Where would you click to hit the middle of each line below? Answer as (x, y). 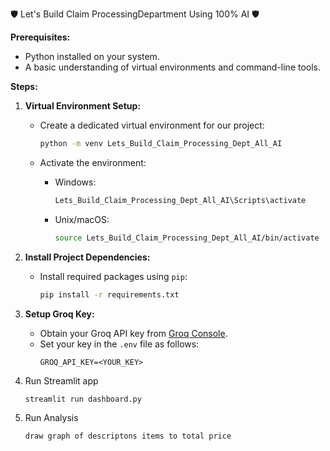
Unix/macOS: (82, 219)
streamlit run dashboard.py (83, 399)
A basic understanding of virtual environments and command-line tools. (173, 67)
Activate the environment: (93, 162)
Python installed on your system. (92, 56)
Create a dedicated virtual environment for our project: (152, 125)
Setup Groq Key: (59, 314)
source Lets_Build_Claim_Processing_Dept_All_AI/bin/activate (187, 238)
